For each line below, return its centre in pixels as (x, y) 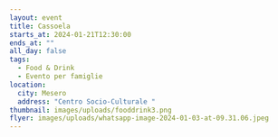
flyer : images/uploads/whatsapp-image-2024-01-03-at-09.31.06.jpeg (139, 118)
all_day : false (38, 51)
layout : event (36, 18)
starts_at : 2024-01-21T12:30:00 (70, 34)
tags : (19, 59)
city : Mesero (42, 93)
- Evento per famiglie (60, 77)
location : (28, 85)
